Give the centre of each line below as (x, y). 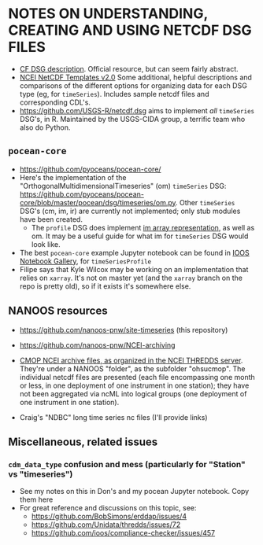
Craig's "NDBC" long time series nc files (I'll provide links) (113, 417)
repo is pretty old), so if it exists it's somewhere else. (105, 286)
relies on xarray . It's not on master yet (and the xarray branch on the (131, 278)
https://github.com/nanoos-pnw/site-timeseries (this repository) (124, 330)
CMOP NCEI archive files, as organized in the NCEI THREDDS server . (131, 360)
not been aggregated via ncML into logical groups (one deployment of (133, 393)
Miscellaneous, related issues (83, 442)
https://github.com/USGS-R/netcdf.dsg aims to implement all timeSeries (137, 110)
